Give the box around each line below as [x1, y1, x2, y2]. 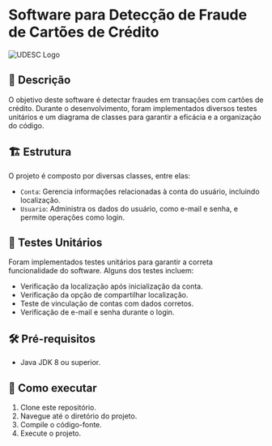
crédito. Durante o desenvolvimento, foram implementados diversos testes [8, 103, 257, 113]
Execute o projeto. [19, 428, 82, 438]
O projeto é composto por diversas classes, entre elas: [8, 170, 191, 180]
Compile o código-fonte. [19, 420, 103, 429]
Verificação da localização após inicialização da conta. [19, 281, 204, 291]
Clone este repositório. [19, 403, 97, 412]
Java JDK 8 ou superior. [19, 358, 101, 367]
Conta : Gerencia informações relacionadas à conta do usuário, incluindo [19, 187, 261, 196]
